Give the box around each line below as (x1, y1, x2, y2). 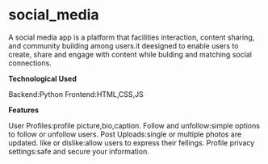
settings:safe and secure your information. (8, 146, 149, 156)
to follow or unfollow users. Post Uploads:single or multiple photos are (8, 129, 242, 139)
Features (8, 105, 39, 115)
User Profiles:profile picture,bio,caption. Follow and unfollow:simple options (8, 120, 261, 130)
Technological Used (8, 74, 77, 83)
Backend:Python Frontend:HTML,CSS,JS (8, 89, 144, 99)
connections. (8, 58, 52, 68)
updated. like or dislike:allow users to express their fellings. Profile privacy (8, 137, 255, 147)
